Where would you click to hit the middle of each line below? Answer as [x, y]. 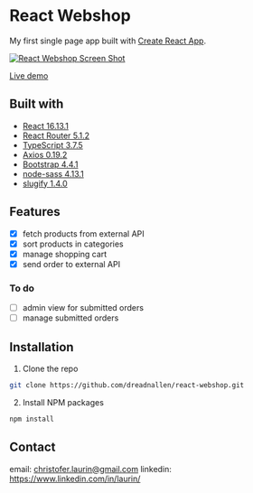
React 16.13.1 [46, 126]
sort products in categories [73, 244]
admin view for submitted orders [83, 308]
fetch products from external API [83, 233]
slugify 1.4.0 [45, 183]
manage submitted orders [70, 318]
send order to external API [71, 264]
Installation [42, 347]
